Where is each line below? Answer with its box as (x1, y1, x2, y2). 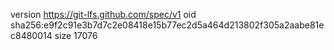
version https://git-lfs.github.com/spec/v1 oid (10, 9, 197, 20)
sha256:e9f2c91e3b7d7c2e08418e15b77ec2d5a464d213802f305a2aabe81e (10, 19, 325, 31)
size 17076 (54, 30, 98, 41)
